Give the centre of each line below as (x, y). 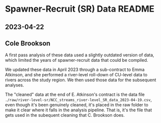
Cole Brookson (28, 43)
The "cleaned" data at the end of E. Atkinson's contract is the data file (75, 95)
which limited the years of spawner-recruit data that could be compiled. (77, 60)
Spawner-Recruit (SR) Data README (80, 9)
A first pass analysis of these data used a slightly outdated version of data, (80, 55)
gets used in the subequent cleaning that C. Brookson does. (65, 115)
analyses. (15, 85)
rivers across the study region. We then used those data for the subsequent (80, 80)
